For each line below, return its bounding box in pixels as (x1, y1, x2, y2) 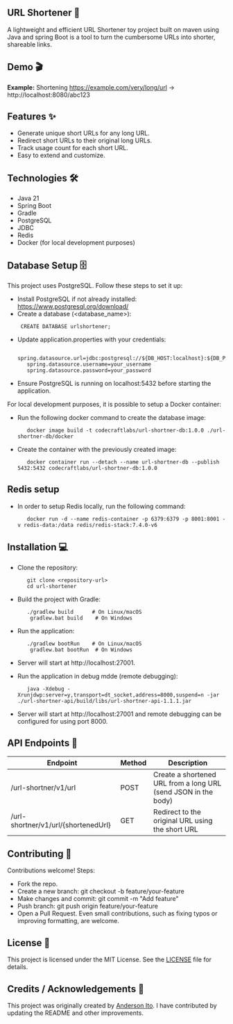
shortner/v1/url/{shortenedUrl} (10, 820, 111, 829)
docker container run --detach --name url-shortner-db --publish (26, 459, 220, 466)
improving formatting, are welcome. (17, 917, 120, 925)
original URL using (153, 815, 213, 825)
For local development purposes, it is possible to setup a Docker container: (7, 400, 222, 409)
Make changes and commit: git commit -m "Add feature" (17, 895, 179, 903)
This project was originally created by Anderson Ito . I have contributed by (7, 1001, 217, 1009)
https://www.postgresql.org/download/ (17, 302, 129, 311)
